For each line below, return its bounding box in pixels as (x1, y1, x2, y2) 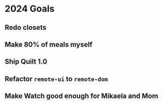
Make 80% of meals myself (5, 40, 93, 48)
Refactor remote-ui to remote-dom (5, 74, 108, 83)
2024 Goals (5, 3, 55, 15)
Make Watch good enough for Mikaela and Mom (5, 92, 158, 100)
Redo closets (5, 23, 46, 32)
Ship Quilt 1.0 (5, 58, 47, 66)
